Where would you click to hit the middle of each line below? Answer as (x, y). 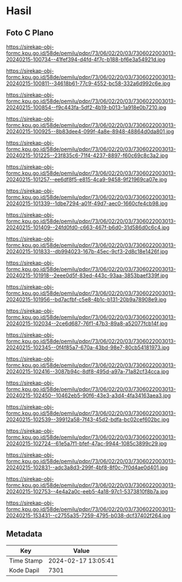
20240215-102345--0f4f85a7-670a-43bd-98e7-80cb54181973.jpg (88, 347)
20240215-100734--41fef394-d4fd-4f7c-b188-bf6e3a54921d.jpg (86, 59)
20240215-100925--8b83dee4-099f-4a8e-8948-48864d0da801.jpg (90, 131)
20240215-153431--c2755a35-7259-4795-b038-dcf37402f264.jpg (88, 516)
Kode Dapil (24, 570)
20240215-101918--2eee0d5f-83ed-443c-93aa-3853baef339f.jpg (87, 275)
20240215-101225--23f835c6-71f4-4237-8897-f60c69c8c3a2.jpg (87, 155)
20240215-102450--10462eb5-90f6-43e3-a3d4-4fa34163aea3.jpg (89, 395)
